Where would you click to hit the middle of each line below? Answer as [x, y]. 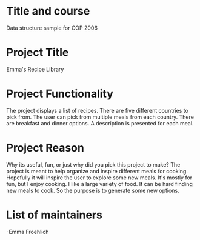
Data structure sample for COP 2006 [52, 28]
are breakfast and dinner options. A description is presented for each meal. [100, 123]
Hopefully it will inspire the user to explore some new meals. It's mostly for [99, 178]
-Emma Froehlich [28, 232]
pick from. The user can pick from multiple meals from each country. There [100, 117]
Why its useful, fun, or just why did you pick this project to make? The [93, 164]
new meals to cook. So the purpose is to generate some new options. [93, 190]
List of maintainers [55, 215]
